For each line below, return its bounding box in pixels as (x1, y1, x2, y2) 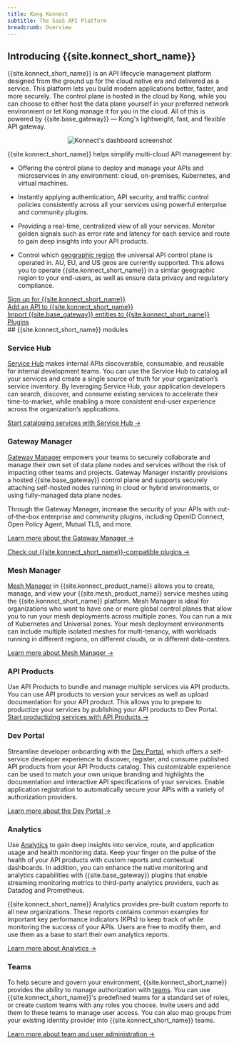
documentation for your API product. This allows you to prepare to (7, 698, 202, 706)
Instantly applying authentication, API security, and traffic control (17, 193, 209, 201)
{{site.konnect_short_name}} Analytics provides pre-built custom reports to (7, 899, 229, 908)
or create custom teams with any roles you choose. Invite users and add (7, 1001, 220, 1009)
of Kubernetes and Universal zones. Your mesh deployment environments (7, 619, 225, 629)
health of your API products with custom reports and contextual (7, 855, 195, 864)
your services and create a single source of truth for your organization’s (7, 374, 218, 383)
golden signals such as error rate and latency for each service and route (17, 229, 230, 238)
